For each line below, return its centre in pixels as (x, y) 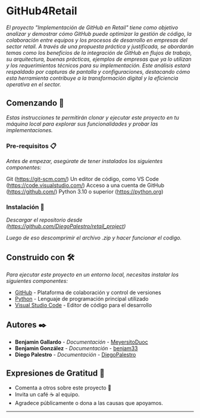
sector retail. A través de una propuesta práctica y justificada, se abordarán (100, 46)
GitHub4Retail (42, 11)
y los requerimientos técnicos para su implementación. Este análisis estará (98, 65)
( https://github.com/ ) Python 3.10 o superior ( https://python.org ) (85, 192)
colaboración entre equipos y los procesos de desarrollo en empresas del (97, 40)
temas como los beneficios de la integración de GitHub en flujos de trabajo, (99, 52)
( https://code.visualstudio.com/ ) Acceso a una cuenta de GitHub (85, 185)
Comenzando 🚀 (35, 103)
